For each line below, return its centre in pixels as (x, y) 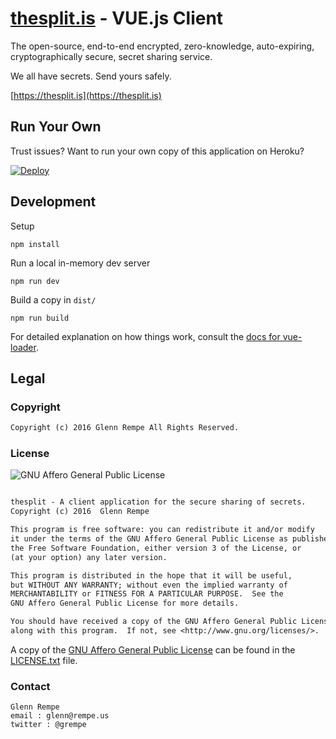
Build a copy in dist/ (53, 299)
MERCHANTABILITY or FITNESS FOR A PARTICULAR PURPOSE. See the (147, 594)
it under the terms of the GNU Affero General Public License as (149, 539)
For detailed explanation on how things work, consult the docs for (145, 336)
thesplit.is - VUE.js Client (117, 18)
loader (23, 347)
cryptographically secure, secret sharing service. (111, 56)
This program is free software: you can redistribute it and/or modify (162, 530)
